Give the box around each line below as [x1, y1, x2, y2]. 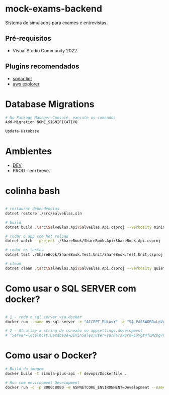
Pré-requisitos [5, 34, 52, 43]
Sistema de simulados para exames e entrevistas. [5, 20, 108, 26]
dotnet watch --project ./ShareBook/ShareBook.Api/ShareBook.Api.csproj [5, 238, 161, 244]
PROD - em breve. [12, 168, 50, 174]
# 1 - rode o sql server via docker [5, 315, 82, 320]
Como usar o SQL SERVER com [5, 282, 137, 294]
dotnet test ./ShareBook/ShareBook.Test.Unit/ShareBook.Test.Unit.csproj [5, 252, 163, 257]
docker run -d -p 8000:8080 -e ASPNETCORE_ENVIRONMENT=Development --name [5, 385, 165, 390]
